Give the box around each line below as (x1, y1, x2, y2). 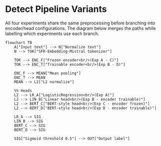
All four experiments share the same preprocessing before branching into (5, 20, 156, 26)
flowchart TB (5, 40, 32, 45)
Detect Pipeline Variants (5, 3, 107, 15)
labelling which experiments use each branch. (5, 30, 99, 36)
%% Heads (14, 88, 32, 93)
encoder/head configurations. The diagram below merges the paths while (5, 25, 156, 31)
